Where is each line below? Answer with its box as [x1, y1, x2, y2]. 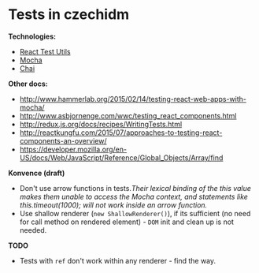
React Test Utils [19, 47, 71, 56]
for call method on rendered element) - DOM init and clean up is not [19, 217, 235, 226]
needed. [19, 225, 47, 234]
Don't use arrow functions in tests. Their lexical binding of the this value [19, 183, 252, 193]
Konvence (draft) [8, 168, 65, 178]
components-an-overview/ [19, 136, 108, 145]
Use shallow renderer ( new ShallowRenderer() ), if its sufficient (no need [19, 208, 251, 218]
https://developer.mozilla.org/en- [19, 144, 128, 154]
